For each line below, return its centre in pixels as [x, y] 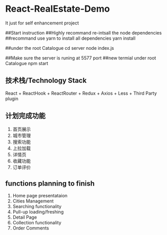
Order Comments [31, 228]
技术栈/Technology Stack [46, 81]
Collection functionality [37, 223]
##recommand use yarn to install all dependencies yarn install [71, 38]
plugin [12, 98]
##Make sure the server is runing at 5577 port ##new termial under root [81, 58]
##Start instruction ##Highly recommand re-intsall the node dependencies [83, 33]
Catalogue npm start [27, 63]
